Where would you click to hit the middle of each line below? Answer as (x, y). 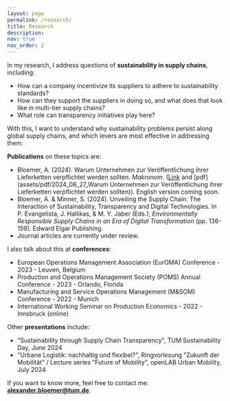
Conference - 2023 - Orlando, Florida (70, 284)
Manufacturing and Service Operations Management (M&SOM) (106, 291)
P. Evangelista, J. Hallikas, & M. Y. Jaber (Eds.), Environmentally (107, 214)
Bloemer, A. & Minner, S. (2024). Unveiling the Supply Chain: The (109, 199)
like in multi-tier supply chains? (61, 108)
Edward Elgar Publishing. (68, 228)
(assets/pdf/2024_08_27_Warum (62, 184)
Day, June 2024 (40, 348)
